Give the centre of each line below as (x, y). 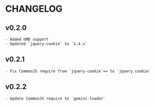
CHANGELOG (34, 9)
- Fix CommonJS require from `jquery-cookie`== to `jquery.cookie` (78, 71)
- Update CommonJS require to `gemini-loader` (55, 98)
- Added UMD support (27, 39)
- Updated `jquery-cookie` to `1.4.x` (46, 44)
